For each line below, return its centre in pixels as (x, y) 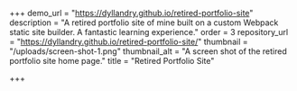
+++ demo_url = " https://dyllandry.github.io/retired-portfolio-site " (131, 13)
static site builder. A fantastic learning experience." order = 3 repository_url (149, 32)
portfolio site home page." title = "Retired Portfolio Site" (112, 61)
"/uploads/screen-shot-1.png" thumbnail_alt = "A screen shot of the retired (148, 51)
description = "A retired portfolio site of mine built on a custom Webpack (144, 23)
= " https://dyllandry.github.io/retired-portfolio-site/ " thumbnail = (129, 41)
